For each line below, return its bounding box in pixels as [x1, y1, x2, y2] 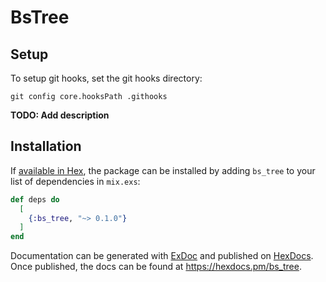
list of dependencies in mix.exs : [10, 175, 141, 187]
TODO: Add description [10, 109, 110, 121]
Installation [10, 138, 82, 155]
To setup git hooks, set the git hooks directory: [10, 72, 203, 84]
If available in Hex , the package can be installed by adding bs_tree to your [10, 164, 316, 176]
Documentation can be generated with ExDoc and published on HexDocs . [10, 250, 314, 262]
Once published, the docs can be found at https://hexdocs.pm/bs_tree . [10, 261, 302, 273]
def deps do [10, 194, 60, 205]
